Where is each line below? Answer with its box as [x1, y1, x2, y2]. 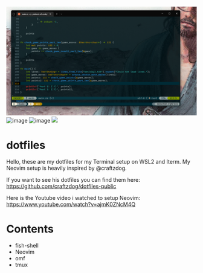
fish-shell [14, 242, 39, 249]
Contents [6, 222, 54, 236]
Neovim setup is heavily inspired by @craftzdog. [6, 164, 127, 172]
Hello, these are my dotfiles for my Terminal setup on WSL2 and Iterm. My [6, 158, 190, 165]
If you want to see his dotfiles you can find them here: [6, 176, 140, 184]
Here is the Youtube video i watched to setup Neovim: [6, 194, 141, 202]
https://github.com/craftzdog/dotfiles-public [6, 182, 117, 190]
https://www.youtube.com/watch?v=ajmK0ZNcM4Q [6, 201, 136, 208]
